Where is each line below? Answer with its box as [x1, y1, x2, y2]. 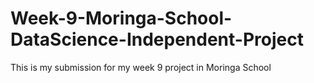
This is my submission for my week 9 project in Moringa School [10, 61, 272, 73]
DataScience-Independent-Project [10, 28, 304, 51]
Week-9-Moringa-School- [10, 7, 233, 30]
